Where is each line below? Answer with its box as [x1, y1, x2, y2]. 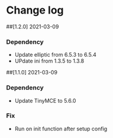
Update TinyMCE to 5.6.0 [14, 97, 76, 104]
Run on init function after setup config [14, 125, 108, 132]
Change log [6, 4, 64, 17]
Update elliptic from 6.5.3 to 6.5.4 [14, 51, 96, 58]
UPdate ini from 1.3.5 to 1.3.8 [14, 57, 85, 65]
